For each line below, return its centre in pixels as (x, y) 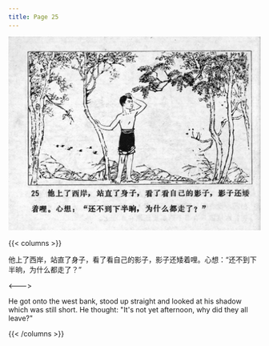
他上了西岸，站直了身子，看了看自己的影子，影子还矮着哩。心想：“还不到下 (133, 259)
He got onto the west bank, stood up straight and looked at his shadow (125, 301)
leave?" (21, 318)
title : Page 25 (34, 17)
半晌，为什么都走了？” (45, 269)
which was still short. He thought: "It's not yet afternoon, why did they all (128, 309)
